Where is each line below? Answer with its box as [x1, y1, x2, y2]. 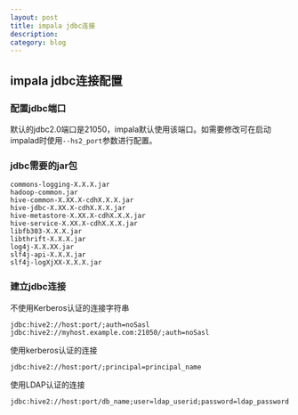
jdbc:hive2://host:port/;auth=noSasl [10, 320, 150, 330]
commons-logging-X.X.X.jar [10, 180, 110, 190]
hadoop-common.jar [10, 188, 78, 197]
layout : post [10, 12, 59, 22]
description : [10, 29, 59, 38]
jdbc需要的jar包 [10, 159, 78, 172]
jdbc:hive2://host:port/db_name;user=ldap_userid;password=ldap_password [10, 397, 290, 406]
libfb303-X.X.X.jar [10, 227, 83, 236]
